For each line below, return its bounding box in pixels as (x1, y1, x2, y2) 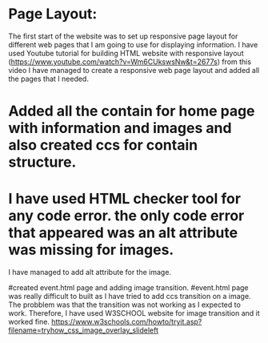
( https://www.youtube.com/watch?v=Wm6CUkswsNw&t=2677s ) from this (8, 57, 252, 67)
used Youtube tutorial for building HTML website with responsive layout (8, 48, 244, 58)
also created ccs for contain (8, 136, 198, 155)
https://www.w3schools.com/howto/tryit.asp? (51, 317, 202, 327)
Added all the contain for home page (8, 102, 255, 120)
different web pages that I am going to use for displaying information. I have (8, 39, 258, 49)
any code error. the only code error (8, 207, 245, 225)
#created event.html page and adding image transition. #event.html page (8, 283, 249, 293)
